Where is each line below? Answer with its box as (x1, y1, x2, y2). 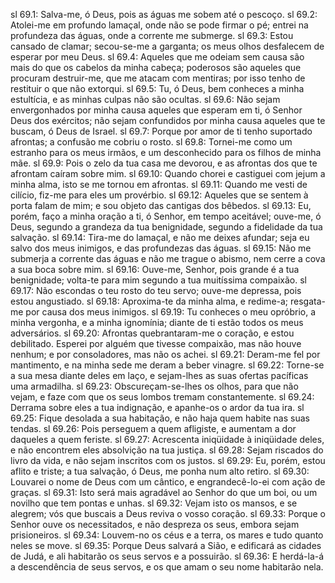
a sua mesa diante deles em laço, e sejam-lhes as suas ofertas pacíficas (10, 370, 309, 381)
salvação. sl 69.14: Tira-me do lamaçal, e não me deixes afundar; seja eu (10, 232, 310, 243)
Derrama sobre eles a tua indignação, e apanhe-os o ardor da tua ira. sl (10, 402, 305, 413)
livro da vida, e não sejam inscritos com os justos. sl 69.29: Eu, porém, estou (10, 455, 326, 466)
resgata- (290, 295, 326, 307)
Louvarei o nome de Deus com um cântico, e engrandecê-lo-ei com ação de (10, 476, 326, 488)
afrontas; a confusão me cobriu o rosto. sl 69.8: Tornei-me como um (10, 136, 293, 148)
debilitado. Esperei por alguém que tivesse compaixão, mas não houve (10, 338, 302, 349)
